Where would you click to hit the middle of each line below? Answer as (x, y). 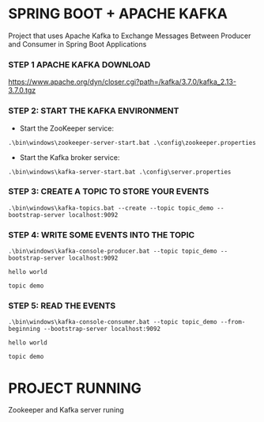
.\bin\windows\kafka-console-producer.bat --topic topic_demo (113, 251)
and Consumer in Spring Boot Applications (77, 44)
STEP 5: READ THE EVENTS (62, 306)
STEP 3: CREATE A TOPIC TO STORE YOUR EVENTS (109, 192)
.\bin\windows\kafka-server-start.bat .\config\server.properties (120, 172)
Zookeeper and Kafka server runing (66, 410)
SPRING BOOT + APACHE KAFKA (118, 14)
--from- (233, 322)
